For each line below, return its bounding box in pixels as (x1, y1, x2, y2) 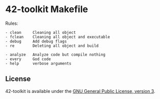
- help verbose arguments (5, 61, 72, 66)
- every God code (5, 57, 51, 62)
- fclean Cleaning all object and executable (5, 34, 110, 39)
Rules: (5, 20, 19, 26)
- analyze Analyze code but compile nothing (5, 52, 106, 57)
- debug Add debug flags (5, 39, 67, 44)
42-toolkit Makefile (5, 4, 88, 15)
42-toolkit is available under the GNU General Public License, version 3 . (5, 88, 155, 94)
